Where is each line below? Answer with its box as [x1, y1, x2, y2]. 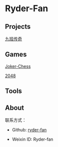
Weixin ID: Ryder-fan [12, 136, 54, 142]
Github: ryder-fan [12, 127, 47, 133]
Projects [5, 22, 31, 31]
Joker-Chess [5, 63, 31, 69]
